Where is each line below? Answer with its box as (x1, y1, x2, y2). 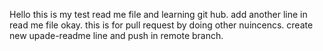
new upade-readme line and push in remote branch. (9, 30, 224, 41)
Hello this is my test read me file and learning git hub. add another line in (9, 9, 308, 20)
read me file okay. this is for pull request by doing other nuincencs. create (9, 19, 314, 31)
